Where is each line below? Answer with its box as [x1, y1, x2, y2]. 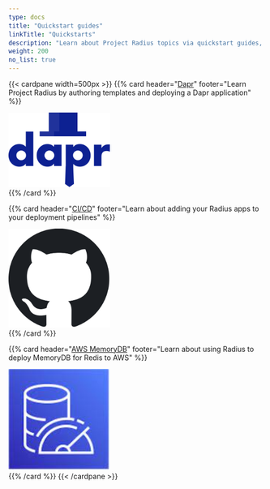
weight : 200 [8, 47, 49, 56]
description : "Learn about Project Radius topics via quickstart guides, [8, 39, 264, 47]
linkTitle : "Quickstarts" [8, 30, 96, 38]
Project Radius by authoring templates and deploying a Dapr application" [8, 88, 251, 97]
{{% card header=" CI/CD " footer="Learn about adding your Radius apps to [8, 204, 259, 213]
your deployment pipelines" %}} [8, 212, 116, 222]
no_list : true [8, 56, 57, 64]
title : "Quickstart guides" [8, 21, 104, 30]
